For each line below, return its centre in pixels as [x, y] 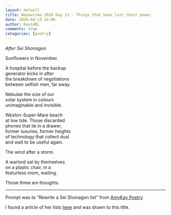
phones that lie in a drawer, [34, 126]
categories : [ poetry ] [28, 34]
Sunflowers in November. [32, 58]
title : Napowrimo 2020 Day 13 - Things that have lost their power [78, 15]
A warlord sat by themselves [35, 162]
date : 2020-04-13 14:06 [31, 19]
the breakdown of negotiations [37, 79]
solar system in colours [30, 100]
